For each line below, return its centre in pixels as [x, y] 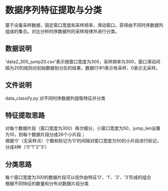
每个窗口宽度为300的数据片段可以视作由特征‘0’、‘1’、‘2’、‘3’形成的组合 [78, 177]
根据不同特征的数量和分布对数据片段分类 [47, 183]
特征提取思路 [25, 115]
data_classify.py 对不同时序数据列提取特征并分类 [55, 98]
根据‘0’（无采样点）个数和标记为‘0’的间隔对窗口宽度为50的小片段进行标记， [83, 141]
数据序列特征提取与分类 [54, 10]
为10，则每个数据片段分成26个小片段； [45, 134]
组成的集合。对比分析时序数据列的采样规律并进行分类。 [62, 31]
